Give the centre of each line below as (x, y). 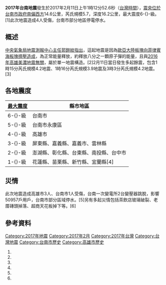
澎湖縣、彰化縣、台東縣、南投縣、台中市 (80, 153)
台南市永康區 (47, 124)
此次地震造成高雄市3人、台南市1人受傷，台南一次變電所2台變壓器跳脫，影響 (82, 194)
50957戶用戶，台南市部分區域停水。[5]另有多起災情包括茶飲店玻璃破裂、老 (82, 200)
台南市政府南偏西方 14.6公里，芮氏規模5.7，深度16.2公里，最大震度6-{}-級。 (82, 14)
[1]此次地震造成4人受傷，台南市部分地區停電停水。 (57, 20)
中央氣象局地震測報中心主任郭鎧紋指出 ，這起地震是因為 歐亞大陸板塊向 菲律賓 (83, 50)
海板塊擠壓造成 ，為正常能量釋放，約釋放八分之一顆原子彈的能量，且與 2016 (82, 56)
